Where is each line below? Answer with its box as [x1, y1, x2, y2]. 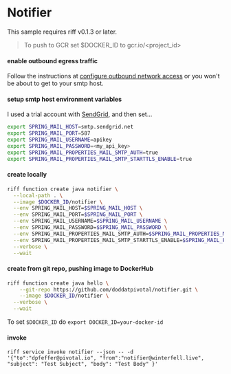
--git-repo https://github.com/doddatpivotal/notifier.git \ [19, 286, 198, 293]
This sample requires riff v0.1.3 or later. [7, 27, 118, 36]
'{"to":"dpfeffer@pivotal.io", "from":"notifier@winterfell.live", [7, 355, 205, 362]
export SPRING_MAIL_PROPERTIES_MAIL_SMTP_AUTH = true [7, 149, 158, 156]
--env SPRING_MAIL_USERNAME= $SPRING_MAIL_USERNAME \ [13, 218, 168, 225]
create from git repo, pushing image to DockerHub [7, 265, 154, 273]
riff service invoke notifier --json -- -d [7, 349, 134, 355]
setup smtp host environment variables [7, 95, 122, 103]
